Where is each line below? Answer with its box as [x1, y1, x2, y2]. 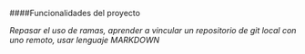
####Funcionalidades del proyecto [9, 8, 141, 18]
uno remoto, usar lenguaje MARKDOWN [9, 35, 160, 45]
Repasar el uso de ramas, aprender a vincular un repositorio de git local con [9, 25, 297, 35]
